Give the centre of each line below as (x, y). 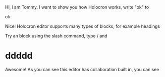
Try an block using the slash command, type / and (56, 36)
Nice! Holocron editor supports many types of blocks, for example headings (82, 26)
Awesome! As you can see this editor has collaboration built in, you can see (82, 69)
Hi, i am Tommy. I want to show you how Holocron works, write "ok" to (77, 7)
